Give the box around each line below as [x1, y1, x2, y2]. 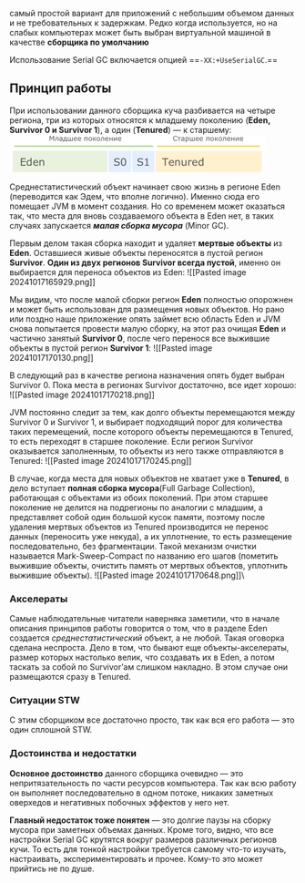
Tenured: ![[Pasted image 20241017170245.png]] [9, 455, 192, 466]
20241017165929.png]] [9, 276, 96, 287]
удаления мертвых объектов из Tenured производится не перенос [9, 521, 269, 532]
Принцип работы [9, 81, 112, 97]
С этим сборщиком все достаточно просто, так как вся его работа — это [9, 714, 295, 725]
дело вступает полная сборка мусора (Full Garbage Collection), [9, 482, 256, 493]
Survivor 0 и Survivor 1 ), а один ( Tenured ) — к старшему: [9, 124, 232, 135]
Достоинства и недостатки [9, 747, 137, 760]
